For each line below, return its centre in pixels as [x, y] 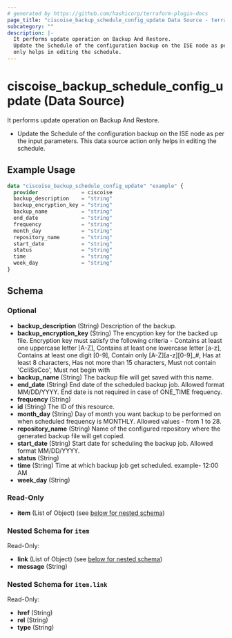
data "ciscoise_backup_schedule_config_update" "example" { [96, 186]
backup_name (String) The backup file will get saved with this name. [115, 377]
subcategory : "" [30, 26]
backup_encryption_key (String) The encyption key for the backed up [117, 333]
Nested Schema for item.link [57, 585]
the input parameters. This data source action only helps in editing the [117, 141]
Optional [22, 310]
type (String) [36, 628]
